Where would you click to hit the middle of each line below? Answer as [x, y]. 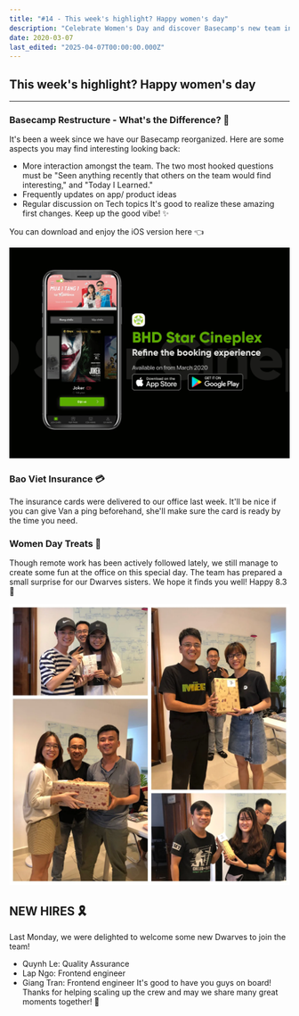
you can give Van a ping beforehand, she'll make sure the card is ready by [145, 511]
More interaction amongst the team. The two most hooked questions [148, 166]
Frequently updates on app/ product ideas [99, 194]
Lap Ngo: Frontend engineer [74, 973]
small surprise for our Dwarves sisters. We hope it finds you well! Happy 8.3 [148, 582]
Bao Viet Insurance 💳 [57, 479]
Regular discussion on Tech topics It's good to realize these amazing [148, 204]
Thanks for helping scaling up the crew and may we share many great [150, 992]
